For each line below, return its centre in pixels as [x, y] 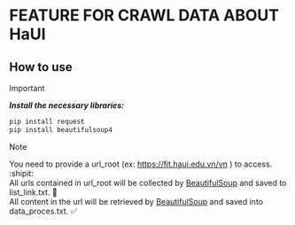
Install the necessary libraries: [67, 105]
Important [27, 88]
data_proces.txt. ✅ [43, 211]
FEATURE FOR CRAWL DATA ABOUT [144, 16]
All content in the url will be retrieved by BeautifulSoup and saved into [136, 201]
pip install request [47, 121]
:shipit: [21, 173]
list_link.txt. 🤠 [33, 192]
